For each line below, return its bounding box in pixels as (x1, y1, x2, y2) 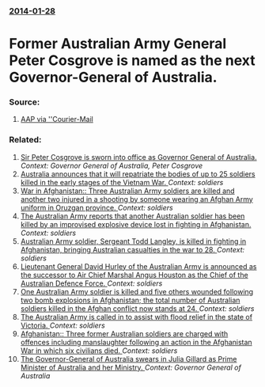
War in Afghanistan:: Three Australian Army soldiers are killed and (20, 186, 236, 195)
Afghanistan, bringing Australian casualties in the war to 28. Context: (20, 245, 245, 254)
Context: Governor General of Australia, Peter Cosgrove (20, 161, 203, 170)
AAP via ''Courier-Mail (20, 115, 93, 124)
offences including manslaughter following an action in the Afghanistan (20, 337, 252, 347)
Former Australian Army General (9, 35, 227, 53)
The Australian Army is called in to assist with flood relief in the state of (20, 312, 252, 321)
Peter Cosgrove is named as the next (9, 51, 256, 70)
